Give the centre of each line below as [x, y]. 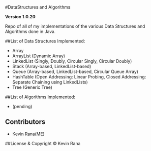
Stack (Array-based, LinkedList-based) [52, 66]
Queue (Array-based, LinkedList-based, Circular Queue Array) [75, 72]
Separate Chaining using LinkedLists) [50, 82]
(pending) [22, 106]
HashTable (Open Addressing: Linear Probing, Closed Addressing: [79, 77]
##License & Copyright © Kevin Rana [43, 143]
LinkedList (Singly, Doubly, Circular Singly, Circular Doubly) [72, 61]
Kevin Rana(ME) [29, 134]
